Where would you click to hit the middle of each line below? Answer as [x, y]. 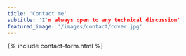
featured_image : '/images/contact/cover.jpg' [75, 26]
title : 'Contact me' [38, 13]
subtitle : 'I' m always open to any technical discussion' [94, 20]
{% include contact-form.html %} [55, 46]
